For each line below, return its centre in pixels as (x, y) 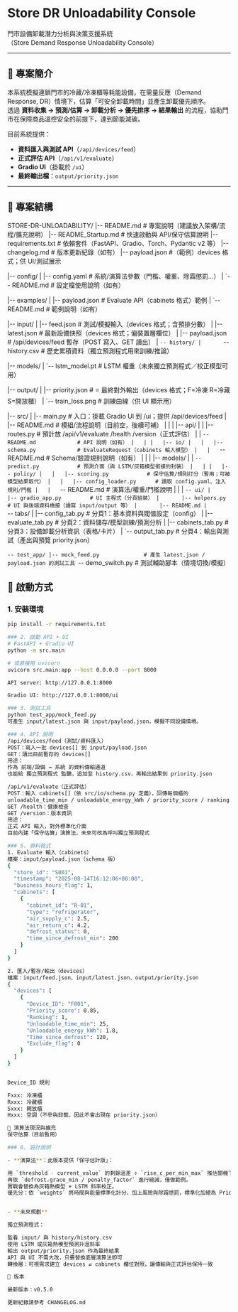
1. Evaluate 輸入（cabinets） (50, 852)
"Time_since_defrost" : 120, (68, 1037)
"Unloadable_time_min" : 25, (68, 1024)
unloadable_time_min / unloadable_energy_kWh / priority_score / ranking (119, 800)
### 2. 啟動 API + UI (38, 638)
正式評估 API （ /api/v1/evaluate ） (68, 158)
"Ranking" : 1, (47, 1017)
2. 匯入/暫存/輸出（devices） (48, 971)
